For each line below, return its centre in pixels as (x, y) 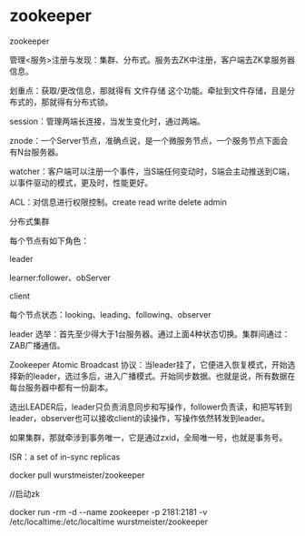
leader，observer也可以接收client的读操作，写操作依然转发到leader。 (139, 418)
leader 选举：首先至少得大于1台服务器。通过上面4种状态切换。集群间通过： (150, 334)
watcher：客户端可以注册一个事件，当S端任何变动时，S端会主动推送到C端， (152, 171)
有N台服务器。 (36, 152)
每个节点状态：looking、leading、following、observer (110, 314)
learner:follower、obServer (60, 278)
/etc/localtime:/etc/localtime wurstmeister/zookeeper (109, 521)
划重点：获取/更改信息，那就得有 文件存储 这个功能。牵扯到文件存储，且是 (148, 90)
